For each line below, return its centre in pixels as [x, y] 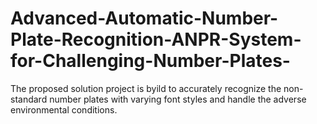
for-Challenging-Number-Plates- [150, 61]
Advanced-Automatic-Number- [144, 18]
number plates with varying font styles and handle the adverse [178, 99]
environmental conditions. [64, 109]
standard [29, 99]
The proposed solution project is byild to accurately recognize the [146, 88]
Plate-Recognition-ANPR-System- [156, 39]
